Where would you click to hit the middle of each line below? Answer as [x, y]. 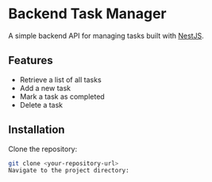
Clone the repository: [43, 149]
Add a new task [45, 88]
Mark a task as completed [62, 97]
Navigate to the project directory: [69, 171]
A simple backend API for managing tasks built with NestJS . [106, 36]
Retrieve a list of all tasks [60, 79]
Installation [37, 130]
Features [31, 61]
